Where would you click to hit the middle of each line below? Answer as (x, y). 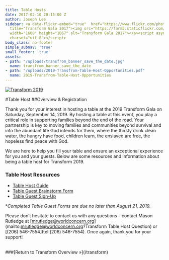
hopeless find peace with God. (37, 141)
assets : (13, 57)
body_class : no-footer (29, 43)
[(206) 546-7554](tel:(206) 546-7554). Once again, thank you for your (78, 232)
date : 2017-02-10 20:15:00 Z (36, 15)
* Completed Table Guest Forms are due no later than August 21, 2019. (78, 206)
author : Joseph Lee (26, 19)
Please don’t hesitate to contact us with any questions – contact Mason (79, 216)
